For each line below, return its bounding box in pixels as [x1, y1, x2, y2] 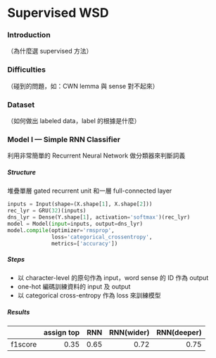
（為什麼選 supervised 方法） [7, 47, 93, 56]
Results [7, 308, 30, 317]
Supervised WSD [7, 5, 109, 21]
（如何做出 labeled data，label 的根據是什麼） [7, 117, 141, 125]
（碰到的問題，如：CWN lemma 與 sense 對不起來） [7, 82, 159, 90]
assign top [43, 328, 80, 338]
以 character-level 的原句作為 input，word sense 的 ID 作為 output [17, 274, 209, 282]
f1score [11, 340, 37, 350]
